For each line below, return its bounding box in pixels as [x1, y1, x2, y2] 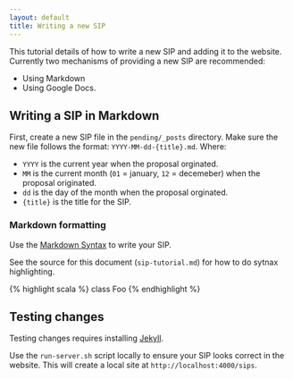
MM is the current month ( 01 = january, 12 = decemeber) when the [21, 168, 261, 179]
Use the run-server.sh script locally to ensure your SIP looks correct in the [9, 350, 285, 361]
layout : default [9, 13, 70, 22]
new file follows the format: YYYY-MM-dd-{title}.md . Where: [9, 141, 227, 152]
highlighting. [9, 265, 55, 277]
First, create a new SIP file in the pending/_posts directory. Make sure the [9, 131, 279, 143]
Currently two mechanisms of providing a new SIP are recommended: [9, 55, 265, 66]
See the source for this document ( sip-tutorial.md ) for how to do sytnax [9, 257, 279, 267]
